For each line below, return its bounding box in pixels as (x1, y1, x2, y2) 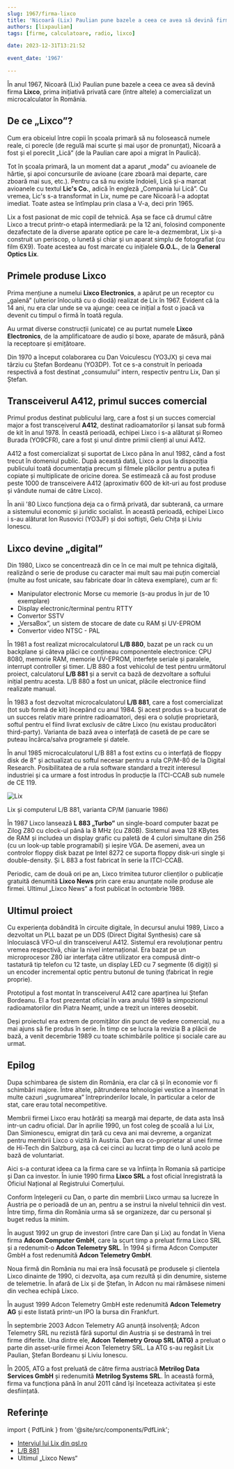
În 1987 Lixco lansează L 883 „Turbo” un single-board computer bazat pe (7, 819, 219, 827)
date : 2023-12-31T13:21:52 (7, 43, 86, 50)
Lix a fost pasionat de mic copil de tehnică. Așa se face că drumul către (7, 212, 212, 221)
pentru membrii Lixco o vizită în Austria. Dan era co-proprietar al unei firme (7, 1136, 223, 1144)
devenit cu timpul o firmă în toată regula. (7, 311, 123, 319)
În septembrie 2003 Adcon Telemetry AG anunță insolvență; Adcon (7, 1321, 200, 1329)
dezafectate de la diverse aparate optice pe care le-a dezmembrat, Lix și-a (7, 228, 222, 236)
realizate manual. (7, 685, 57, 693)
